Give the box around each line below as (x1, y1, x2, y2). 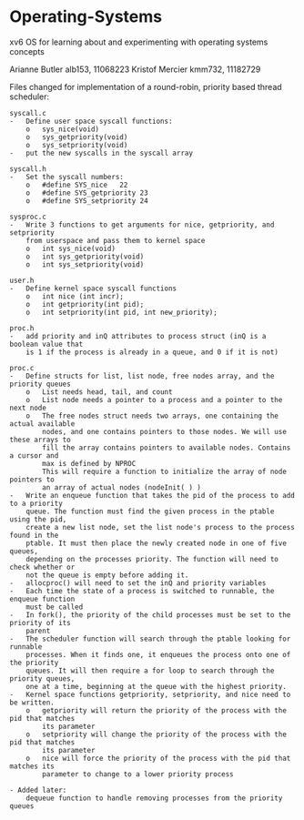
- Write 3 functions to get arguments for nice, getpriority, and (9, 220, 275, 229)
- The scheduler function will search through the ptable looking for (9, 634, 291, 643)
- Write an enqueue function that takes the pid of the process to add (9, 491, 296, 500)
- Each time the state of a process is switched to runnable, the (9, 586, 275, 595)
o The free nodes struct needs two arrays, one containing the (25, 411, 279, 420)
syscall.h (9, 164, 47, 174)
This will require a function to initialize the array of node (42, 467, 287, 476)
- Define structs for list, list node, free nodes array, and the (9, 371, 275, 380)
